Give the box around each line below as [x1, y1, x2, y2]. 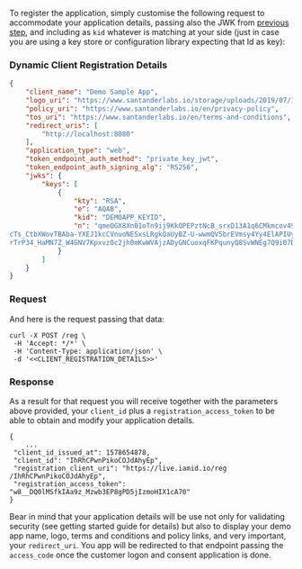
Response [9, 375, 54, 388]
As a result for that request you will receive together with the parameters [9, 395, 279, 406]
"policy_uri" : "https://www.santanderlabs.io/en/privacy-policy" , [25, 104, 280, 113]
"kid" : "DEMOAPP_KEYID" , [73, 213, 167, 222]
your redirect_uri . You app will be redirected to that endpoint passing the [9, 539, 284, 550]
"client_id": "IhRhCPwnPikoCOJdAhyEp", [13, 456, 164, 465]
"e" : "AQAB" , [73, 204, 123, 214]
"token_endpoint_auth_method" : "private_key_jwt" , [25, 155, 219, 164]
